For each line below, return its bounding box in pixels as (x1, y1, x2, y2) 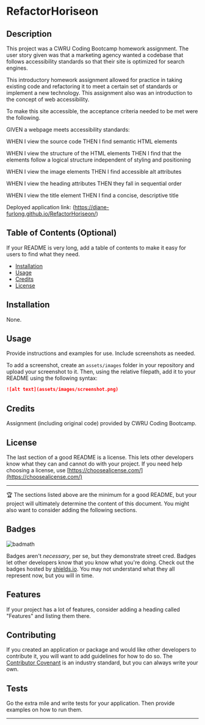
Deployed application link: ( (6, 204, 75, 210)
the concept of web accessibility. (6, 96, 90, 103)
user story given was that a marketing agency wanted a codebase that (6, 51, 184, 59)
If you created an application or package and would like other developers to (6, 646, 196, 653)
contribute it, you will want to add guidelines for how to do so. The (6, 653, 173, 660)
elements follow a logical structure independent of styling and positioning (6, 156, 191, 163)
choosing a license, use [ (6, 466, 70, 474)
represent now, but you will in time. (6, 571, 95, 579)
